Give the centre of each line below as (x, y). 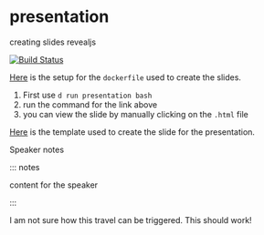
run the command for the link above (90, 104)
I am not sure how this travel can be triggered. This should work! (131, 220)
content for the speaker (54, 185)
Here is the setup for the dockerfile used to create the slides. (126, 77)
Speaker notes (37, 149)
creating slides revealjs (53, 42)
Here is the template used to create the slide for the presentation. (132, 132)
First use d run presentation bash (87, 95)
